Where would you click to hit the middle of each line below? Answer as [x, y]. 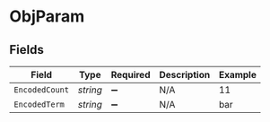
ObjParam [47, 17]
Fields [27, 50]
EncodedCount [42, 90]
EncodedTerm [39, 105]
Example [238, 75]
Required [131, 75]
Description [185, 75]
